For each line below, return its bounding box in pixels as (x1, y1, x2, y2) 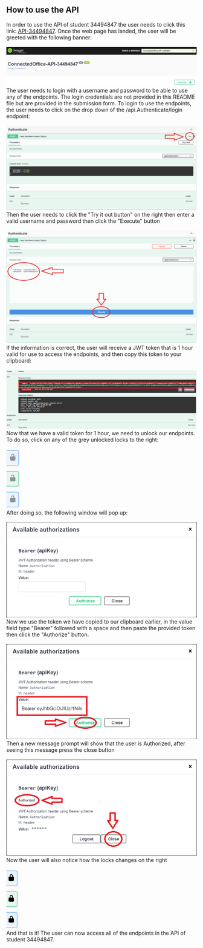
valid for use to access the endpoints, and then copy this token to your (6, 351, 182, 358)
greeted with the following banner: (6, 33, 92, 41)
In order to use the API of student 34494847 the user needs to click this (6, 21, 185, 28)
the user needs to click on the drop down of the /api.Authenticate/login (6, 106, 183, 114)
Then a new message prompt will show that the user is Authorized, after (6, 740, 185, 747)
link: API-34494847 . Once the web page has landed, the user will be (6, 27, 176, 35)
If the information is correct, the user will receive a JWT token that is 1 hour (6, 344, 193, 351)
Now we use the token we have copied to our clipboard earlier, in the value (6, 618, 193, 625)
